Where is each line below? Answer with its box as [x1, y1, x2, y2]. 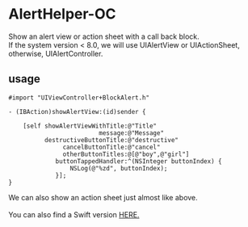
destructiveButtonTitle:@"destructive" [44, 136, 179, 144]
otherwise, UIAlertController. [8, 48, 103, 58]
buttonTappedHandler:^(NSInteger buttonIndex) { [55, 157, 222, 166]
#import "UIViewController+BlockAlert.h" [8, 94, 150, 102]
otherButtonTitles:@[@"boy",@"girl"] [62, 150, 190, 158]
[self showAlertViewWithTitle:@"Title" [23, 122, 158, 130]
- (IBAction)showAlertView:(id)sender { [8, 107, 147, 116]
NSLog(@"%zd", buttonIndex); [69, 164, 168, 172]
